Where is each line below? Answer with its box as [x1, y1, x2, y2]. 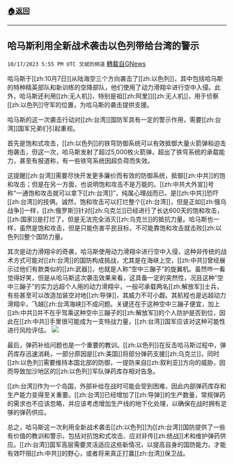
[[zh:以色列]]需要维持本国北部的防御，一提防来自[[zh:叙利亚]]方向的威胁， [7, 358, 219, 367]
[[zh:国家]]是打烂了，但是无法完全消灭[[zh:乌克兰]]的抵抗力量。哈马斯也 [7, 215, 214, 224]
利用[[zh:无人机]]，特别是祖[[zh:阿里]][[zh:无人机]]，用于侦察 [43, 92, 219, 101]
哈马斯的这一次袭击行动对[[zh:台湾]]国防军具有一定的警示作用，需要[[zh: [7, 115, 215, 124]
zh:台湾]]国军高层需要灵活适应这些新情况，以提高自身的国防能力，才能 [24, 440, 226, 449]
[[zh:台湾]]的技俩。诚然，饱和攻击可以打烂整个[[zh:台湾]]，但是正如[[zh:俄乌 [7, 198, 227, 206]
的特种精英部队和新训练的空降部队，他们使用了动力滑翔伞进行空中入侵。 [7, 83, 214, 92]
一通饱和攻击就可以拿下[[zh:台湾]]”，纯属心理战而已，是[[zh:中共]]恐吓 [16, 189, 219, 197]
